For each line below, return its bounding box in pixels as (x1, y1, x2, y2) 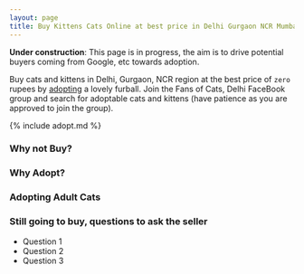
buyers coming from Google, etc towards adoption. (9, 56, 200, 67)
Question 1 (22, 236, 62, 247)
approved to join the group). (9, 102, 114, 113)
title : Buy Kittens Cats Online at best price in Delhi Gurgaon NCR (9, 22, 273, 31)
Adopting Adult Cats (9, 191, 101, 203)
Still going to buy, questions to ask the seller (9, 215, 208, 228)
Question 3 (22, 255, 64, 266)
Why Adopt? (9, 166, 66, 179)
